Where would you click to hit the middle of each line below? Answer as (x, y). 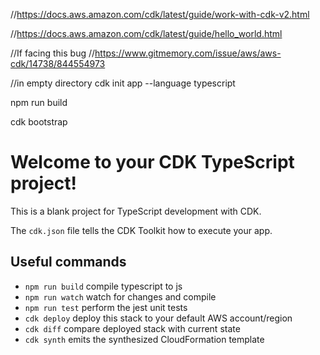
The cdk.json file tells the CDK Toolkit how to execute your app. (141, 230)
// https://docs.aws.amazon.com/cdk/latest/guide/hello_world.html (146, 33)
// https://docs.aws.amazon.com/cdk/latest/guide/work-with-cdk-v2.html (160, 14)
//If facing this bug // (53, 53)
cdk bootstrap (39, 122)
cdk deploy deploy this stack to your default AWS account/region (158, 318)
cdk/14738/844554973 (58, 63)
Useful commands (68, 262)
